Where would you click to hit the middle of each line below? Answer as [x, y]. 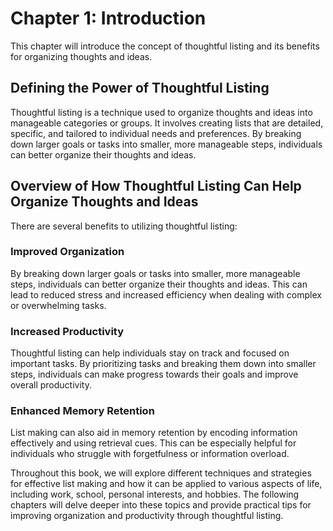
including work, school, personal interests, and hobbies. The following [155, 494]
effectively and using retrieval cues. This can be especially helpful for [153, 443]
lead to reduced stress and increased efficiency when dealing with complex [166, 294]
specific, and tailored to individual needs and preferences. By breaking [156, 133]
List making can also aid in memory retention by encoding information [154, 433]
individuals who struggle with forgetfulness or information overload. [150, 454]
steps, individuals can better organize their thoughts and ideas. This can [159, 284]
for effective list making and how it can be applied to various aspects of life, [166, 484]
